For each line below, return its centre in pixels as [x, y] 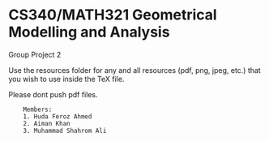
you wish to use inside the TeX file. [66, 79]
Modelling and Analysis [89, 32]
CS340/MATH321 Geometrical [113, 15]
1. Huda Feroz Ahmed [58, 116]
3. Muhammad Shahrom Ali [65, 130]
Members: [38, 109]
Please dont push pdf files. [53, 94]
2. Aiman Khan [47, 123]
